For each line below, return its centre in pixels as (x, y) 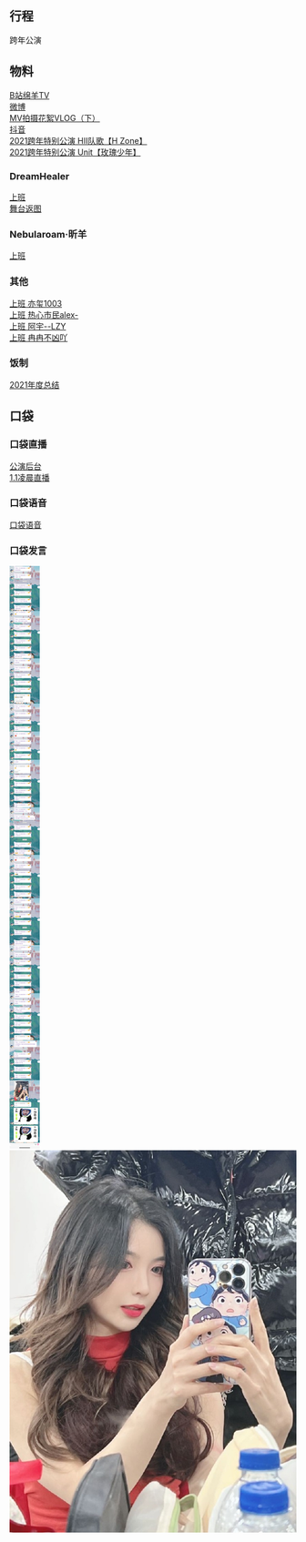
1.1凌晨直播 (30, 477)
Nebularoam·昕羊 (48, 234)
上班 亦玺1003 (36, 303)
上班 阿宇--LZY (38, 326)
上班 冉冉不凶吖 (39, 337)
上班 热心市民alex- (44, 314)
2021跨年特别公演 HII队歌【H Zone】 (78, 140)
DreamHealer (40, 176)
